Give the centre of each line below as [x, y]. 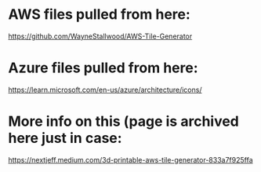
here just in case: [65, 138]
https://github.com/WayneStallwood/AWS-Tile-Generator [100, 36]
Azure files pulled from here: [103, 68]
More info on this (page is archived [123, 121]
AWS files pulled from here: [99, 15]
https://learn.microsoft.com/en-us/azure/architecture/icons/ [105, 90]
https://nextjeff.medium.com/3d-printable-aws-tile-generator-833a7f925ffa [130, 159]
